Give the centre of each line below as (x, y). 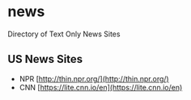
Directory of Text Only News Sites (64, 34)
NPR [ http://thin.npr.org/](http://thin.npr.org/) (94, 78)
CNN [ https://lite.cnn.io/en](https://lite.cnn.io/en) (101, 87)
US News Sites (45, 59)
